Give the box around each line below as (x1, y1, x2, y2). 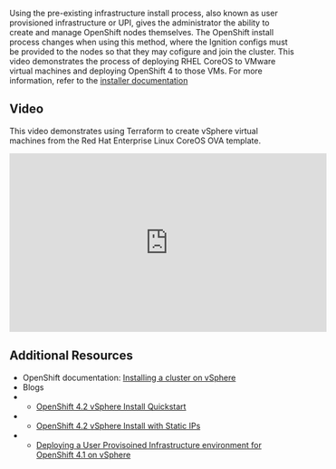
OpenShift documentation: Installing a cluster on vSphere (22, 372, 236, 383)
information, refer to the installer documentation (9, 75, 188, 85)
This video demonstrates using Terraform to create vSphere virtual (9, 125, 258, 136)
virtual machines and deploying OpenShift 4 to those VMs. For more (9, 65, 263, 76)
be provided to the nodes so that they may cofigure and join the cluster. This (9, 46, 294, 57)
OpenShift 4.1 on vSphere (35, 449, 131, 460)
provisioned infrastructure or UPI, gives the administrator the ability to (9, 17, 270, 28)
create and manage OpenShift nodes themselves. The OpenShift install (9, 27, 274, 37)
